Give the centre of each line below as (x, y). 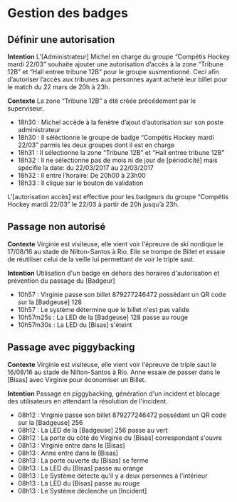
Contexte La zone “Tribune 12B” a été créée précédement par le (102, 101)
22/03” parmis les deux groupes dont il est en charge (96, 145)
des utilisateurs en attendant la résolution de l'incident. (88, 401)
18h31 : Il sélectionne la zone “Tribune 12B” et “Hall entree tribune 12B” (121, 152)
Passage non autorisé (57, 227)
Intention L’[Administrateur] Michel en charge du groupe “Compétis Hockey (118, 56)
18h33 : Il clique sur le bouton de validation (80, 183)
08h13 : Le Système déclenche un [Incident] (82, 491)
